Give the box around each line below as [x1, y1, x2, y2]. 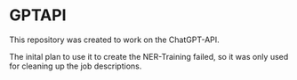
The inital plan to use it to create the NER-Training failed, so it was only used [9, 51, 289, 62]
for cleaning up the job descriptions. [9, 61, 142, 71]
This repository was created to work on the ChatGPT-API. [9, 34, 220, 45]
